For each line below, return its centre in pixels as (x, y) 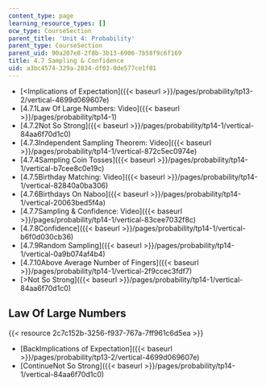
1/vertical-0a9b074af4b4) (63, 254)
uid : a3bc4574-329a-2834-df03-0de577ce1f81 (83, 68)
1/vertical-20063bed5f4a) (63, 202)
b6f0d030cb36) (47, 237)
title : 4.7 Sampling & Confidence (66, 61)
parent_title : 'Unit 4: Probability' (72, 38)
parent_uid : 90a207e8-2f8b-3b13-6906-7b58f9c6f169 (95, 53)
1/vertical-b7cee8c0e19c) (62, 168)
